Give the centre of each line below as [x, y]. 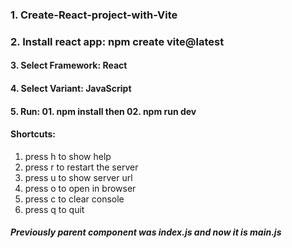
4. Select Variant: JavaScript [71, 89]
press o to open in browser [80, 188]
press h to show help [68, 156]
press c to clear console [74, 199]
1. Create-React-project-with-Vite [94, 15]
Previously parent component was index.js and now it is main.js [146, 232]
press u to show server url [78, 177]
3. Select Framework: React [69, 65]
